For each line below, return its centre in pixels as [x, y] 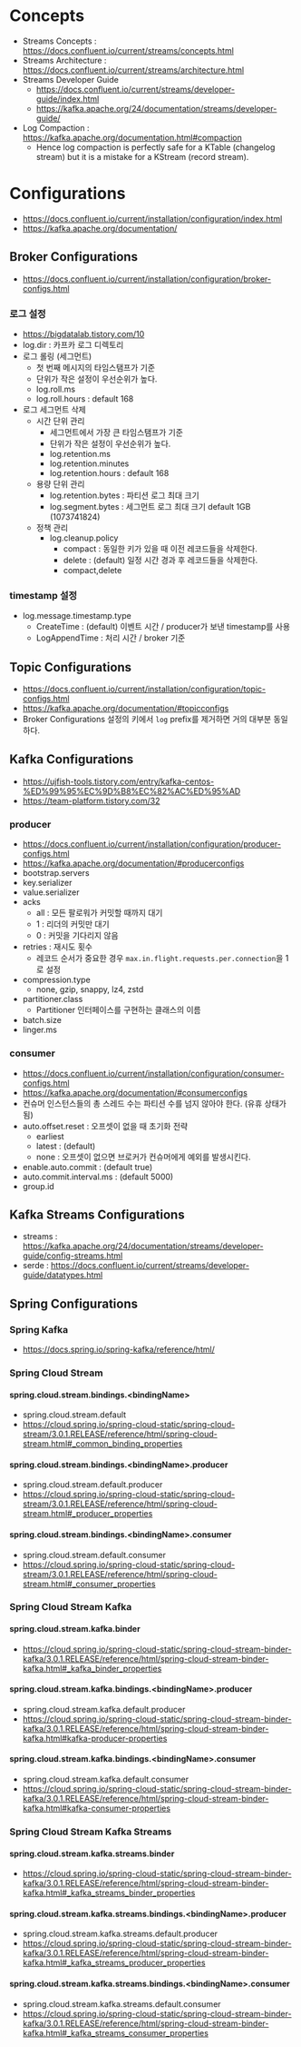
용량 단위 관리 [60, 483]
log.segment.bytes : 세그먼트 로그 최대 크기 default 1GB [150, 506]
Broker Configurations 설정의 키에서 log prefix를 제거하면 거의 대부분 [147, 720]
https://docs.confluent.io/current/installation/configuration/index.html [152, 218]
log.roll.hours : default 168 [85, 398]
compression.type [56, 980]
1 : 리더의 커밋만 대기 [73, 924]
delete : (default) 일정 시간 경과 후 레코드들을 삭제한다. [160, 560]
